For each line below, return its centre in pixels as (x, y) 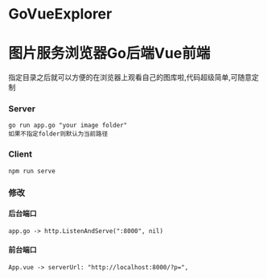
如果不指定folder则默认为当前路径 (58, 134)
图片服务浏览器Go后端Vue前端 (109, 54)
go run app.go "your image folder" (68, 126)
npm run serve (32, 171)
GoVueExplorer (60, 14)
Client (20, 154)
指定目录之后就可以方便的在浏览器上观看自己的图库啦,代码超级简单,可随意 (130, 77)
